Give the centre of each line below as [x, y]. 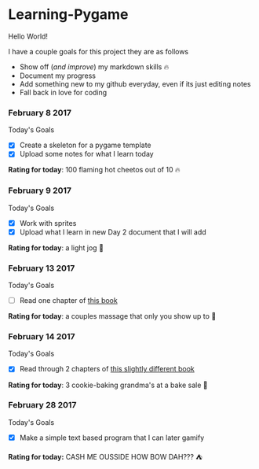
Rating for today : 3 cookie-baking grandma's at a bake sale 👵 [108, 385]
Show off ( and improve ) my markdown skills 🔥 [94, 66]
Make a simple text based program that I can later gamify [112, 438]
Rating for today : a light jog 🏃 [56, 247]
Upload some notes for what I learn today [87, 154]
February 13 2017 [42, 268]
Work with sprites [48, 223]
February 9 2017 [40, 190]
